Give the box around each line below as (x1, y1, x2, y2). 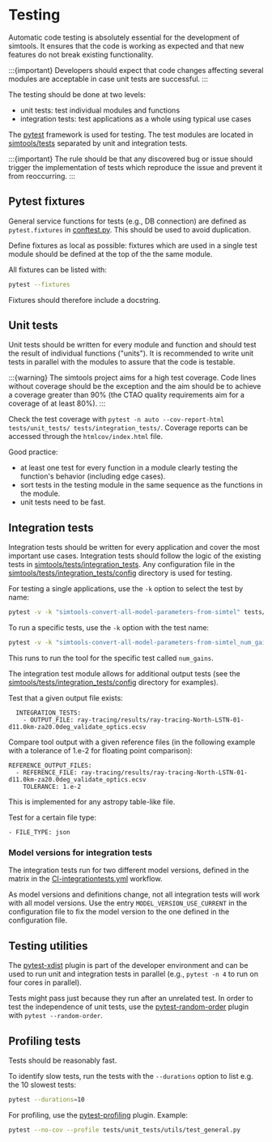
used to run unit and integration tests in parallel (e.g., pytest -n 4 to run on (8, 969, 259, 979)
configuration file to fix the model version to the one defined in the (8, 907, 230, 917)
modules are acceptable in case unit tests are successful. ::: (8, 74, 209, 83)
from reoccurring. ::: (8, 171, 75, 181)
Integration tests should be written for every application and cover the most (8, 543, 261, 552)
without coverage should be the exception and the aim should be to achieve (8, 381, 261, 391)
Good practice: (8, 447, 58, 457)
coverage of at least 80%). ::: (8, 398, 106, 408)
